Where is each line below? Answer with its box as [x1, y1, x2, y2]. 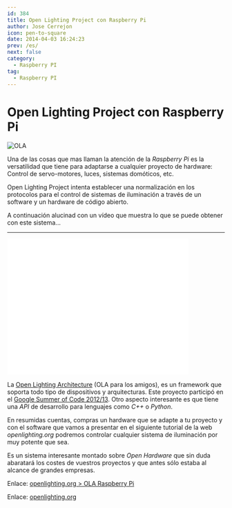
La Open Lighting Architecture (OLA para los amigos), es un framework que [7, 381, 222, 389]
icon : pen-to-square [7, 29, 67, 37]
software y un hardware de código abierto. [7, 198, 129, 206]
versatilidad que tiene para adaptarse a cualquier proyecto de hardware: [7, 162, 213, 171]
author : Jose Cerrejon [7, 23, 72, 30]
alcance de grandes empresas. [7, 466, 95, 474]
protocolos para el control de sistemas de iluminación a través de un [7, 191, 202, 199]
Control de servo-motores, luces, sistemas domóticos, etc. [7, 170, 174, 178]
